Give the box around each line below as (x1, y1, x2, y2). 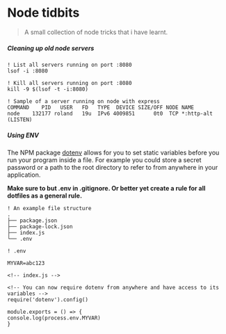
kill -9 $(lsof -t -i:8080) (7, 86, 89, 93)
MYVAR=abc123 (7, 260, 45, 267)
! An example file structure (7, 205, 92, 212)
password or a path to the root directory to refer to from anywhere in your (7, 163, 218, 171)
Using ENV (7, 131, 40, 139)
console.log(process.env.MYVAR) (7, 315, 101, 321)
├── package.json (7, 217, 58, 224)
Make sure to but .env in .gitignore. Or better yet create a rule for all (7, 184, 206, 192)
